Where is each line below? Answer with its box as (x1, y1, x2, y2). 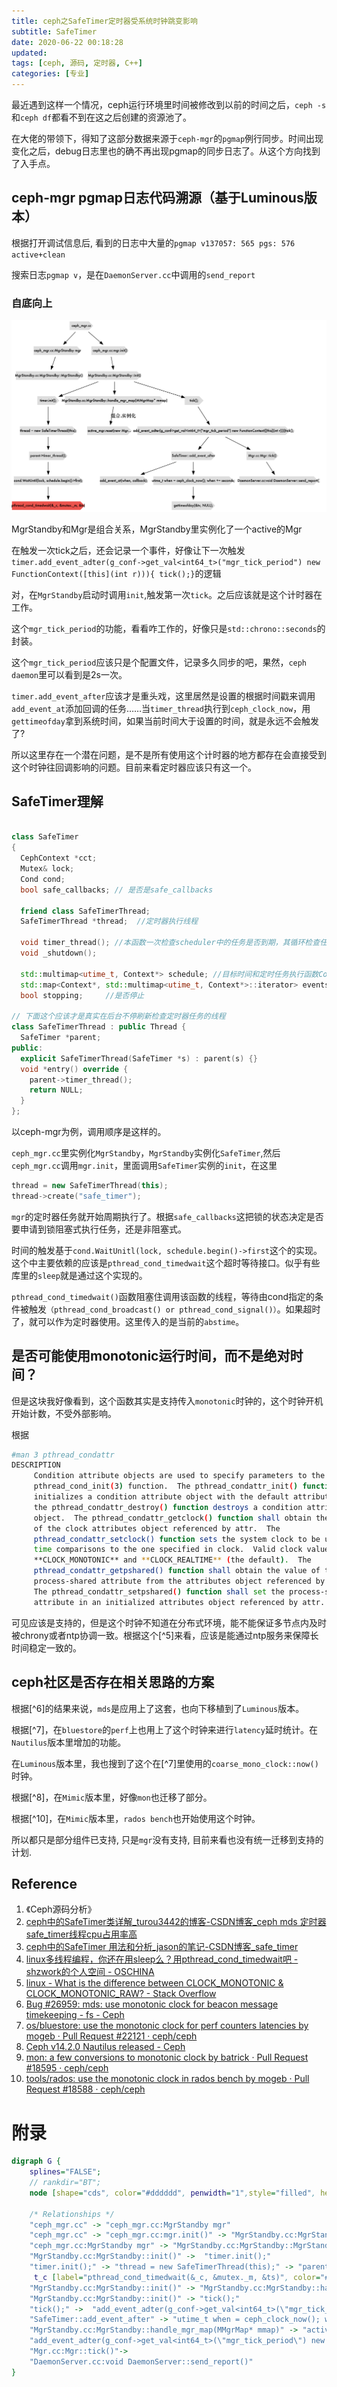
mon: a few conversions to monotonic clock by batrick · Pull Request (25, 2051, 309, 2064)
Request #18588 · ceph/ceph (25, 2083, 146, 2095)
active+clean (11, 250, 66, 260)
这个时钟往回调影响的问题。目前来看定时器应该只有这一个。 (11, 761, 257, 773)
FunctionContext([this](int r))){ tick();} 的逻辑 (11, 567, 222, 579)
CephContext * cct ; (20, 853, 98, 864)
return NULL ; (29, 1085, 84, 1095)
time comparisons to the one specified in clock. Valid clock (33, 1545, 303, 1555)
